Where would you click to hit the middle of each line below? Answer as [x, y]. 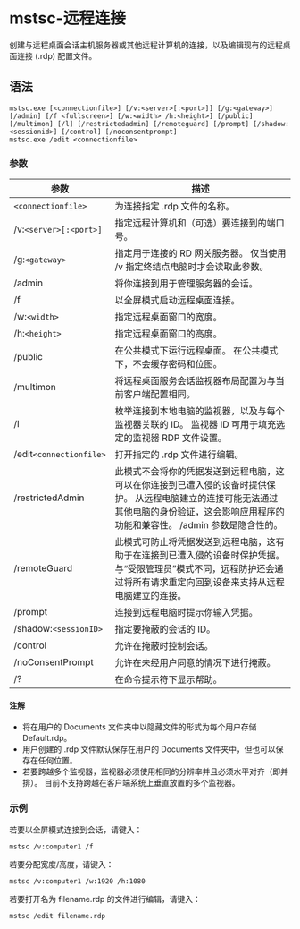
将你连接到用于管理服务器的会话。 [186, 284]
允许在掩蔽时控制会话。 [164, 646]
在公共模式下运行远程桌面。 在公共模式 [196, 351]
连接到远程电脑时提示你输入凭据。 [186, 612]
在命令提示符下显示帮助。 [168, 679]
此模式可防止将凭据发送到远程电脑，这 [195, 542]
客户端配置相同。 [159, 395]
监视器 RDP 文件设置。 [180, 438]
